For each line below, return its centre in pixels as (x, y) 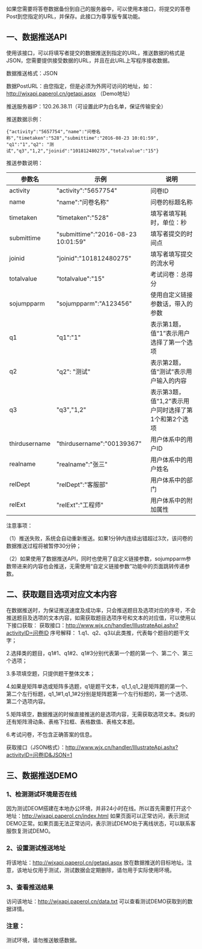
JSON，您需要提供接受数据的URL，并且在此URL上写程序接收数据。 (90, 60)
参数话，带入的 (171, 304)
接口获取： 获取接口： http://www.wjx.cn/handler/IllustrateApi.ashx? (95, 625)
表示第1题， (167, 324)
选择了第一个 (168, 342)
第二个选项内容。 (27, 701)
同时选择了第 (174, 410)
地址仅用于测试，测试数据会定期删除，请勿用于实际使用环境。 (98, 870)
